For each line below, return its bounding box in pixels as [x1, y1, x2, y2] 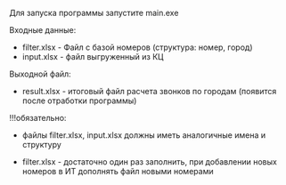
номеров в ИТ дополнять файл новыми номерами [21, 166, 214, 176]
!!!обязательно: [9, 113, 67, 123]
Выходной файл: [9, 68, 71, 79]
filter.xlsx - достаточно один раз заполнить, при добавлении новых [21, 157, 278, 167]
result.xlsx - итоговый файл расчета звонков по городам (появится [21, 86, 277, 96]
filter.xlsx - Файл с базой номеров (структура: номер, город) [21, 42, 253, 52]
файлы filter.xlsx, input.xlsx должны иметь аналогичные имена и [21, 130, 266, 141]
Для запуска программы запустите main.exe [9, 8, 179, 18]
